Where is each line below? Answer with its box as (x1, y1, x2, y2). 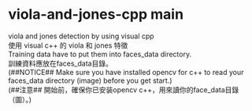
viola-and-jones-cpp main (8, 5, 183, 23)
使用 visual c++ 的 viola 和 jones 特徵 (8, 41, 128, 50)
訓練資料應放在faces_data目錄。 (8, 59, 113, 68)
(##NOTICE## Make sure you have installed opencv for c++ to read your (8, 67, 244, 77)
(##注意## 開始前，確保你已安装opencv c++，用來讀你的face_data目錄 (8, 84, 239, 95)
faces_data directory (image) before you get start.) (8, 76, 172, 85)
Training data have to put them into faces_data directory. (8, 49, 191, 59)
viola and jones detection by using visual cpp (8, 31, 155, 41)
